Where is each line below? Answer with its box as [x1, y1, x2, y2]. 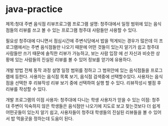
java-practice [5, 4, 63, 15]
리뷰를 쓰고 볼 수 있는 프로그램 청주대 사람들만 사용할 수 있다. [18, 27, 137, 33]
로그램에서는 [5, 44, 30, 50]
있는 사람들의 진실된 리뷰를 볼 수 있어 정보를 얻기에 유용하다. [14, 56, 132, 62]
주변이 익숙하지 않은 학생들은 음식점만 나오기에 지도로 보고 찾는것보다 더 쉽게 [10, 103, 160, 109]
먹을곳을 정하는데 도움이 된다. [16, 115, 74, 121]
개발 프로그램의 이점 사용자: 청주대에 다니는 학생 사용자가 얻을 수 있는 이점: [5, 96, 151, 102]
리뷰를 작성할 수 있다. [5, 86, 47, 92]
